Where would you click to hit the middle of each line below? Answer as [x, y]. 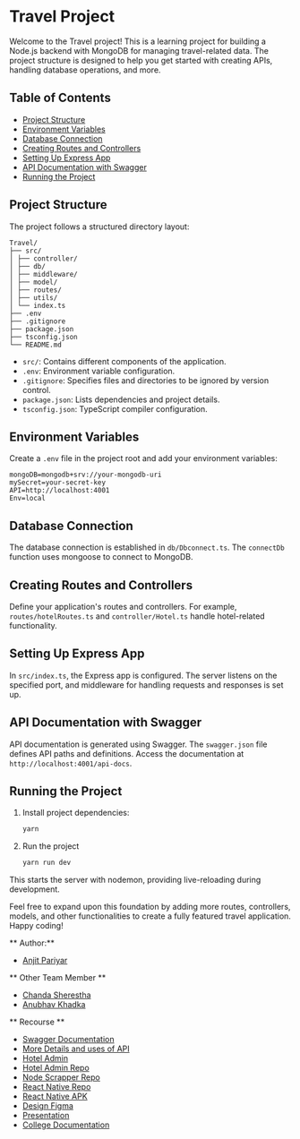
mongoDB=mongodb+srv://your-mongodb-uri [86, 475]
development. [34, 889]
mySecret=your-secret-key [57, 483]
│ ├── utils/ [34, 297]
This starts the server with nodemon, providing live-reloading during [135, 880]
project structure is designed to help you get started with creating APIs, [141, 60]
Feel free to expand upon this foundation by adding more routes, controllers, [150, 907]
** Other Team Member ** [58, 978]
